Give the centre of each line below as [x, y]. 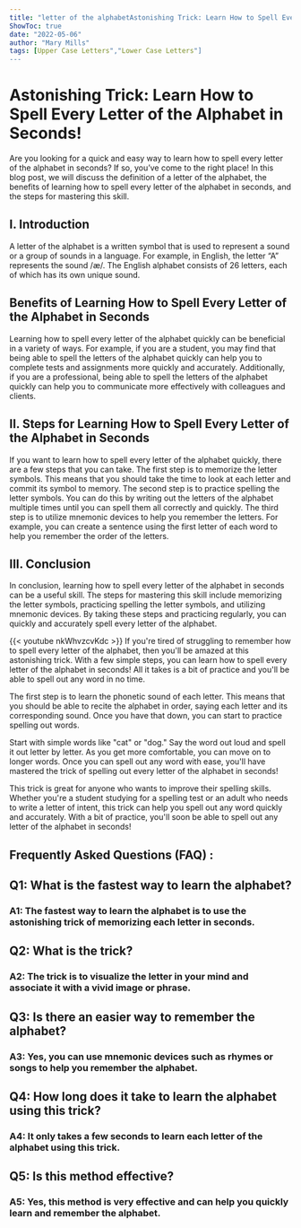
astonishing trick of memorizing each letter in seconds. [132, 922]
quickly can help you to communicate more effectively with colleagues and [147, 386]
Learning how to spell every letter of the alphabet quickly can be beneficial [147, 338]
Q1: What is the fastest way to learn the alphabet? [150, 886]
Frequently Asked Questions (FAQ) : [112, 854]
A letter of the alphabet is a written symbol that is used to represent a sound [150, 246]
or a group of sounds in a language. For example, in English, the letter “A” [144, 256]
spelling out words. [44, 725]
